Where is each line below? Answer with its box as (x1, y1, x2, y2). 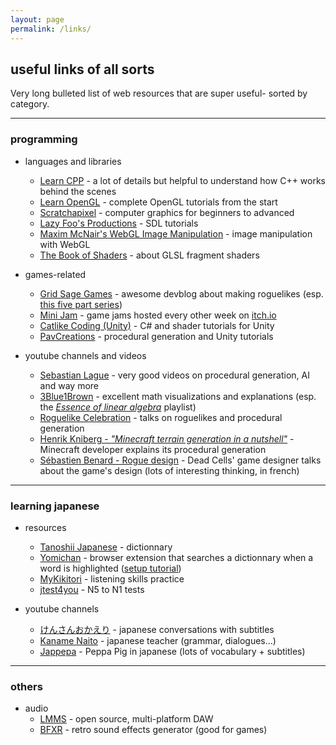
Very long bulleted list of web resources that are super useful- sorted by (10, 87, 308, 100)
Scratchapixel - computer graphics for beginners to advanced (39, 206, 295, 218)
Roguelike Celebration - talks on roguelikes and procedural (39, 411, 283, 423)
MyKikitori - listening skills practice (39, 572, 185, 585)
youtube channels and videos (24, 349, 147, 361)
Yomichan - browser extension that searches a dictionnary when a (39, 551, 314, 563)
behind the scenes (39, 185, 117, 197)
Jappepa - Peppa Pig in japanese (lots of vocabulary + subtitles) (39, 645, 306, 657)
